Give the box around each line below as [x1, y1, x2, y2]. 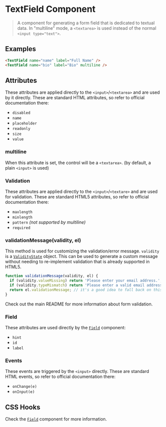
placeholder [12, 121, 37, 126]
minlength [12, 215, 33, 220]
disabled [12, 111, 31, 116]
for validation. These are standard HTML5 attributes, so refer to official [5, 193, 149, 199]
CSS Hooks [5, 403, 41, 411]
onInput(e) [12, 389, 35, 395]
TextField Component [5, 3, 96, 15]
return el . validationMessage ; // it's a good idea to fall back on [9, 287, 152, 292]
